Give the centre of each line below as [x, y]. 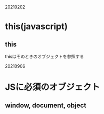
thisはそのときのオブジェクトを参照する [45, 57]
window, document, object [46, 105]
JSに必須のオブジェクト [52, 87]
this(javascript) [36, 27]
